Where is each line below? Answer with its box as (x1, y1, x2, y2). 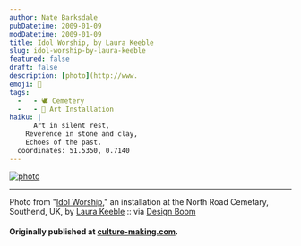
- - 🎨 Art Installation (17, 105, 115, 114)
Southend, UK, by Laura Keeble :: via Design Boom (9, 206, 196, 216)
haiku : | (9, 113, 42, 122)
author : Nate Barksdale (9, 13, 99, 22)
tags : (9, 88, 30, 97)
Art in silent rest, (32, 122, 110, 131)
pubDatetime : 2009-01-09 (9, 21, 102, 30)
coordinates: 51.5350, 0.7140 (17, 146, 130, 155)
